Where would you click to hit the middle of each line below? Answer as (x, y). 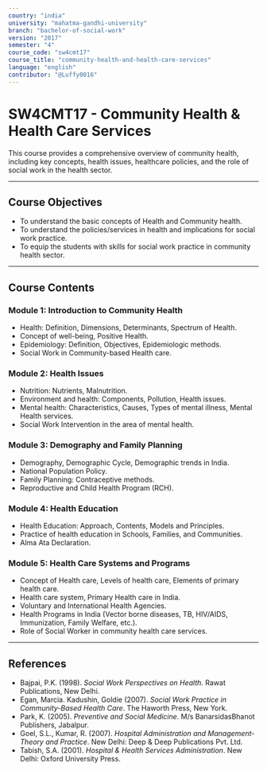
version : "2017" (35, 38)
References (37, 663)
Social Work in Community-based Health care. (96, 353)
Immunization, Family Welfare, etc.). (78, 623)
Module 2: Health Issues (56, 373)
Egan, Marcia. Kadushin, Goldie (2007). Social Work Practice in (123, 699)
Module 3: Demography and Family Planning (95, 445)
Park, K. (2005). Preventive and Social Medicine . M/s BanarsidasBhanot (137, 717)
